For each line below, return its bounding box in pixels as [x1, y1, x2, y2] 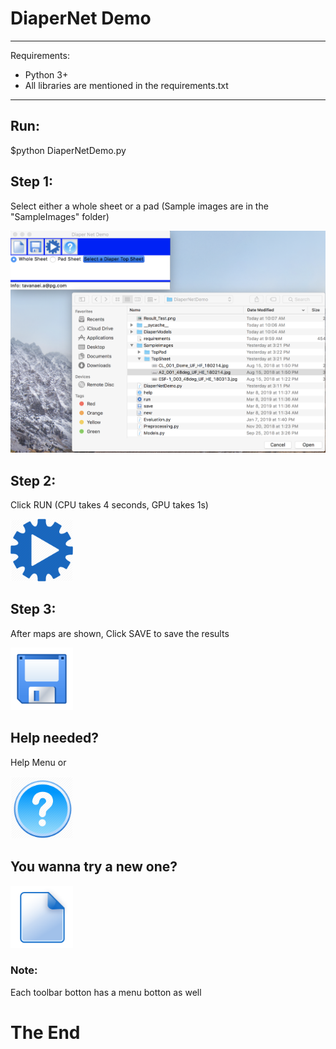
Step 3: [10, 601, 57, 618]
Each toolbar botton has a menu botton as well [10, 986, 202, 998]
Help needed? [10, 730, 99, 747]
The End [10, 1022, 81, 1044]
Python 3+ [24, 68, 69, 81]
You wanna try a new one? [10, 858, 178, 876]
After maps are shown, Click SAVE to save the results [10, 627, 230, 639]
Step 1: [10, 173, 54, 191]
